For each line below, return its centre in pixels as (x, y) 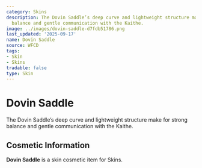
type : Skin (20, 73)
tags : (13, 51)
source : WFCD (23, 46)
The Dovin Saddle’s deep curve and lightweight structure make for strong (97, 120)
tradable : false (26, 68)
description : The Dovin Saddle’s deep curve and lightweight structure (98, 17)
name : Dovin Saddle (31, 40)
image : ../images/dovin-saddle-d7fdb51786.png (66, 29)
